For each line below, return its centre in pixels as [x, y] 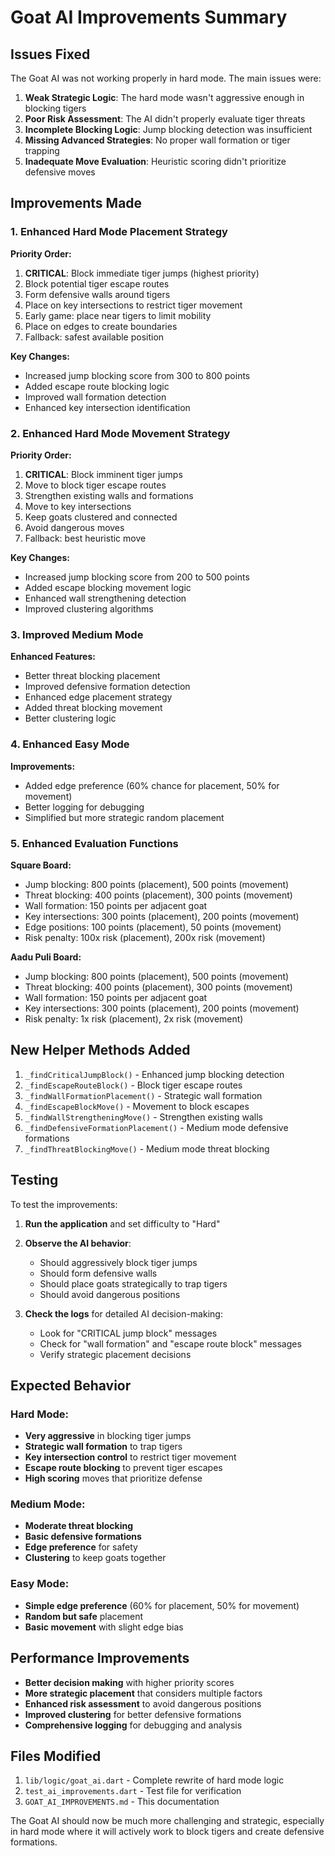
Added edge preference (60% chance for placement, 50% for [152, 785]
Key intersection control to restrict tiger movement [130, 1457]
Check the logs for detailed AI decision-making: [123, 1313]
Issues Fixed [50, 54]
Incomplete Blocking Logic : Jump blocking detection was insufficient [168, 129]
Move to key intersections [78, 506]
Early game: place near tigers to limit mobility [118, 315]
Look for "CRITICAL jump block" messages [128, 1333]
